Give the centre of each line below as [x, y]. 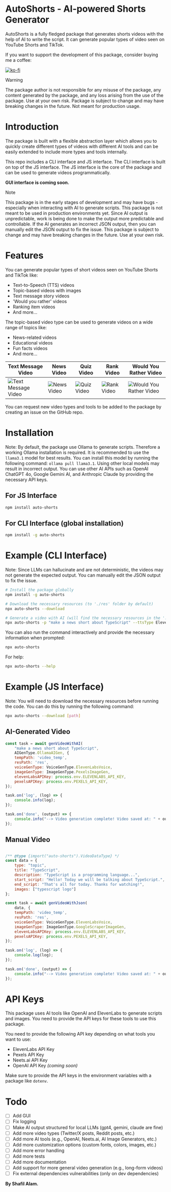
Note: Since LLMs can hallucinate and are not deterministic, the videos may [84, 570]
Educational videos [33, 342]
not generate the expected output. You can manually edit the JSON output [83, 575]
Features [24, 256]
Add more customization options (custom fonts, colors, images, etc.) [84, 1144]
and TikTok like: [22, 275]
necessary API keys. [27, 479]
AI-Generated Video [38, 732]
